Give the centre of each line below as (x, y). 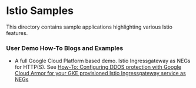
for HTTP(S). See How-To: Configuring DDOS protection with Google (98, 67)
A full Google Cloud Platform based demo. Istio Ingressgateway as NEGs (102, 61)
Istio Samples (40, 11)
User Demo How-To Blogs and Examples (65, 48)
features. (17, 33)
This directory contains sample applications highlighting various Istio (89, 27)
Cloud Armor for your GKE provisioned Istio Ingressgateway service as (100, 73)
